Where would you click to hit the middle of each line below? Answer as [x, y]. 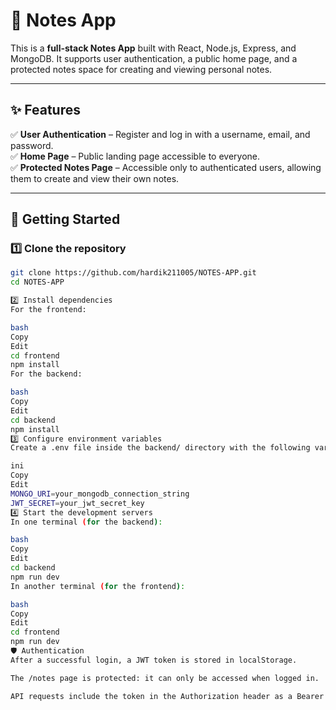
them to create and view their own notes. [95, 178]
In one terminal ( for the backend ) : [86, 522]
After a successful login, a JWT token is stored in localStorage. [154, 660]
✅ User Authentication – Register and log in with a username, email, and [160, 134]
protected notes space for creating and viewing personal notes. [141, 69]
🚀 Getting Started [65, 219]
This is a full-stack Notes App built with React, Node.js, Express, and [153, 48]
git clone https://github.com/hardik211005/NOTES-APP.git [133, 273]
